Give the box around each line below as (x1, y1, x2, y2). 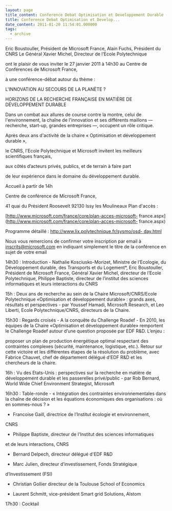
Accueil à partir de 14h (5, 183, 53, 189)
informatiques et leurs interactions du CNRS (5, 281, 98, 287)
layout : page (5, 7, 33, 13)
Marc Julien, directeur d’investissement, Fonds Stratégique (12, 461, 137, 467)
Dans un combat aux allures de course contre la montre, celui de (5, 111, 142, 117)
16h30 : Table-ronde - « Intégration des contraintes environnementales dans (5, 390, 166, 397)
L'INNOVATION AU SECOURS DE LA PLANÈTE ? (5, 86, 106, 92)
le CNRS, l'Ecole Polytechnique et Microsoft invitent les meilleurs (5, 148, 142, 154)
